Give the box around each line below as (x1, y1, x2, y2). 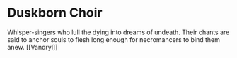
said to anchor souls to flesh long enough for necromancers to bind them (7, 35, 221, 43)
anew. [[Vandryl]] (7, 43, 58, 51)
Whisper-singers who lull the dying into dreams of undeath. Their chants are (7, 28, 230, 36)
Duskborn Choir (7, 5, 103, 21)
